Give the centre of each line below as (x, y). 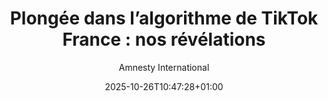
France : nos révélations (164, 39)
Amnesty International (164, 67)
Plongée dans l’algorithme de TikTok (164, 18)
